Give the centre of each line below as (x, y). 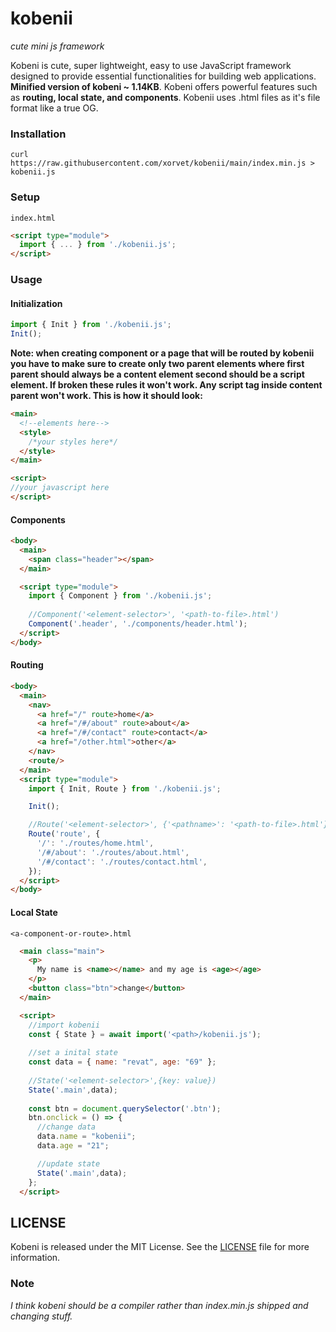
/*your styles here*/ (73, 442)
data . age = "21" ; (73, 1146)
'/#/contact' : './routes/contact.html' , (122, 862)
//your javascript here (60, 488)
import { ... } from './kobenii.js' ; (98, 245)
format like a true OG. (54, 108)
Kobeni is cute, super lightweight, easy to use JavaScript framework (151, 65)
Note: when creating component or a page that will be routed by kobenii (162, 353)
